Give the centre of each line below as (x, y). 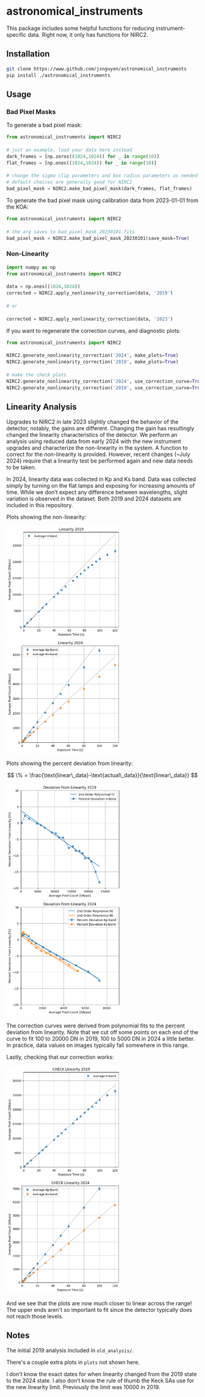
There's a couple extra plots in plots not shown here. (73, 1362)
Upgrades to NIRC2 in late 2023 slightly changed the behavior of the (92, 422)
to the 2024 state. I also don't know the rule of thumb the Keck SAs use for (100, 1380)
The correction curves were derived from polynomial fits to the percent (95, 1026)
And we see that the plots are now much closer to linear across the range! (99, 1303)
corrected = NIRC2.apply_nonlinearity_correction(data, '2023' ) (90, 319)
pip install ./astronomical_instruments (59, 75)
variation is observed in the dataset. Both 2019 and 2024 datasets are (94, 498)
